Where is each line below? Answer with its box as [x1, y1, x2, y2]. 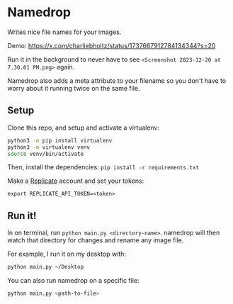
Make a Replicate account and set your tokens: [7, 176, 144, 185]
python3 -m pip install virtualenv [7, 137, 113, 144]
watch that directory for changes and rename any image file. [7, 236, 184, 244]
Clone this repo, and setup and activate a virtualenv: [7, 123, 160, 132]
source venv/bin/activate [7, 150, 84, 157]
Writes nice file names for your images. [7, 28, 122, 36]
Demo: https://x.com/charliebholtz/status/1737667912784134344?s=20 [7, 41, 216, 50]
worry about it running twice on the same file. [7, 84, 140, 92]
